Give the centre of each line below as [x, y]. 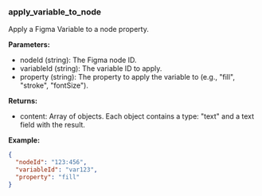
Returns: [23, 101]
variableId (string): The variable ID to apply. [91, 69]
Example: [24, 140]
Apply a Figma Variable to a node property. [78, 29]
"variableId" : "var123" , [57, 170]
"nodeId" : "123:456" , [51, 163]
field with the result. [53, 125]
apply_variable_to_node [55, 12]
